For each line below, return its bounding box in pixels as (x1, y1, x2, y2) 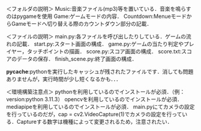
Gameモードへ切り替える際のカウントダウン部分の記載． (11, 20, 152, 27)
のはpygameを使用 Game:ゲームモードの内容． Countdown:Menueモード (6, 13, 187, 20)
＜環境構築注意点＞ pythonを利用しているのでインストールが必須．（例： (6, 89, 185, 95)
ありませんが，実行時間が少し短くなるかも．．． (6, 75, 122, 83)
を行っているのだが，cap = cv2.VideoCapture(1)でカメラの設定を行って (6, 111, 182, 118)
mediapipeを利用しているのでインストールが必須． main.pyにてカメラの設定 (6, 103, 195, 110)
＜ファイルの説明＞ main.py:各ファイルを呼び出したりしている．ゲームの (6, 33, 187, 40)
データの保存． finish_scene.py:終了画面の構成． (16, 56, 137, 62)
